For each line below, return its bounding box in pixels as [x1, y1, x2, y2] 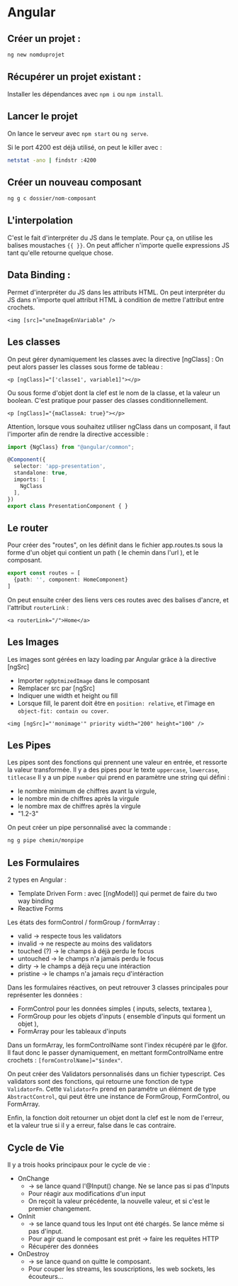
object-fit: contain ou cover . [17, 706, 109, 715]
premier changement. [28, 1204, 91, 1213]
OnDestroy [17, 1249, 50, 1258]
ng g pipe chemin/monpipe [7, 837, 84, 844]
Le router [7, 522, 48, 534]
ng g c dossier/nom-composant [7, 195, 97, 202]
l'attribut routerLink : [7, 603, 69, 611]
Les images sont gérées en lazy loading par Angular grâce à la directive [7, 655, 217, 663]
